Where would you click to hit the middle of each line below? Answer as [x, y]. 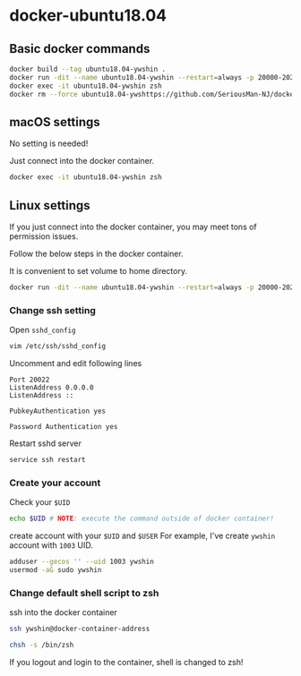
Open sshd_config [43, 330]
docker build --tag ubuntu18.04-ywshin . [88, 69]
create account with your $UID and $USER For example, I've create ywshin [142, 536]
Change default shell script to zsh [84, 593]
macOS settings [55, 122]
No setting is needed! [49, 143]
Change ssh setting [52, 310]
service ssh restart [48, 460]
